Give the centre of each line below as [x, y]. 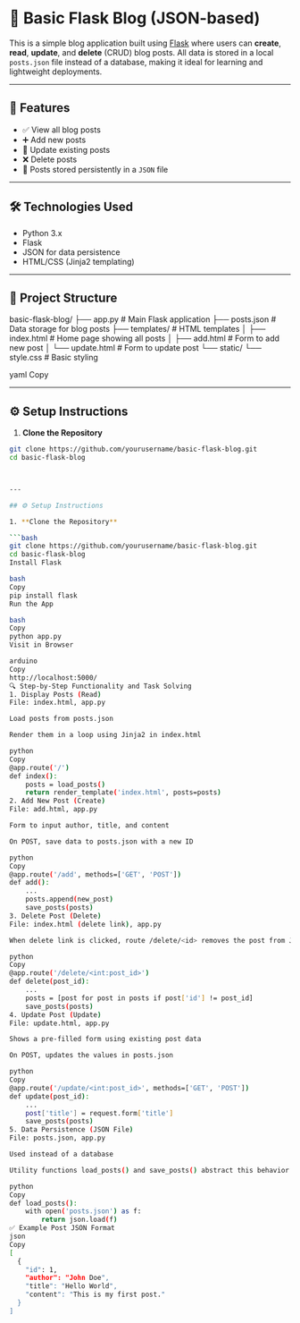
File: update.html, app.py [59, 1023]
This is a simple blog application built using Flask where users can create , [145, 43]
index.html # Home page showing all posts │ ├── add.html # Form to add [144, 338]
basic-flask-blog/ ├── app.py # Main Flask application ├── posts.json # [143, 319]
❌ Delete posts [50, 159]
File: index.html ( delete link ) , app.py [86, 924]
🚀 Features [40, 108]
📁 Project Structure [63, 297]
